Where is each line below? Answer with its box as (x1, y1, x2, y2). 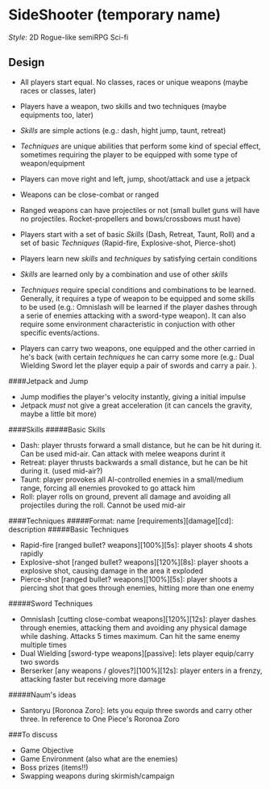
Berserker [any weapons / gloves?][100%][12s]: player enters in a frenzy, (19, 666, 263, 675)
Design (8, 56, 45, 69)
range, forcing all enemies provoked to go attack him (19, 482, 196, 493)
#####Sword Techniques (8, 599, 93, 608)
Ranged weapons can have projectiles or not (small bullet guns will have (19, 205, 260, 215)
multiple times (19, 640, 67, 649)
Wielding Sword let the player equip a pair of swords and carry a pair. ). (19, 361, 258, 370)
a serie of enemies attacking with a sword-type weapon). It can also (19, 311, 247, 320)
